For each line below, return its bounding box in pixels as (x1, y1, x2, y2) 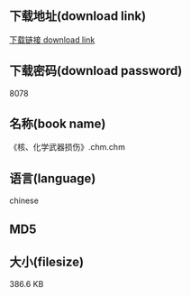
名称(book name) (9, 116, 106, 132)
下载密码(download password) (9, 63, 183, 79)
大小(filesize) (9, 255, 84, 270)
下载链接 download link (9, 34, 95, 45)
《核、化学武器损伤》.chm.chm (9, 142, 126, 153)
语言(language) (9, 171, 96, 186)
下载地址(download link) (9, 8, 147, 24)
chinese (9, 195, 39, 206)
